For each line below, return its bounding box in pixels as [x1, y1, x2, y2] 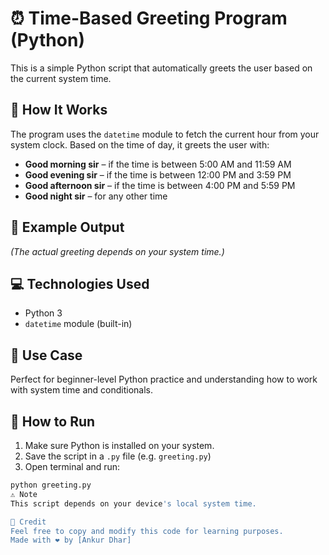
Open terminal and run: [24, 461, 121, 472]
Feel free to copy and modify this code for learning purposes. [10, 526, 284, 536]
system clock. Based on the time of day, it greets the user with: [10, 138, 270, 151]
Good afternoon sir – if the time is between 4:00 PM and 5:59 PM [24, 179, 296, 191]
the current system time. [10, 72, 112, 84]
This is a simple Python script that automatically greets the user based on [10, 62, 313, 74]
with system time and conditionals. [10, 384, 154, 396]
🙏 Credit [10, 517, 47, 527]
